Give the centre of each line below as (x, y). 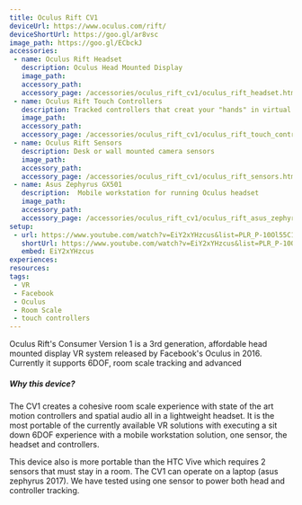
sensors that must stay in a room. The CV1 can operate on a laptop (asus (144, 472)
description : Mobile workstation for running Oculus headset (140, 193)
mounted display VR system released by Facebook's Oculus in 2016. (136, 354)
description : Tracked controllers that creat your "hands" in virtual (156, 110)
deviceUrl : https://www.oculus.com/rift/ (88, 26)
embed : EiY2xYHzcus (58, 252)
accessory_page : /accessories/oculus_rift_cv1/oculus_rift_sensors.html (160, 176)
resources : (30, 269)
